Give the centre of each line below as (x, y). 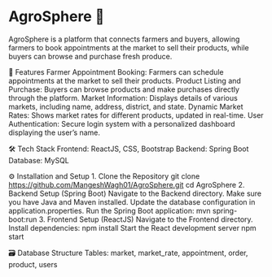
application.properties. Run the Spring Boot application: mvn (110, 210)
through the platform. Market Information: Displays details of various (123, 97)
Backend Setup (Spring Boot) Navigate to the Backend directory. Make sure (135, 193)
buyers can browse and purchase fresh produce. (90, 56)
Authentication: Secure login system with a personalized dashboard (122, 123)
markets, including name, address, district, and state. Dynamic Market (126, 106)
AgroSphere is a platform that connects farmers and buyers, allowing (124, 39)
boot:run (23, 219)
